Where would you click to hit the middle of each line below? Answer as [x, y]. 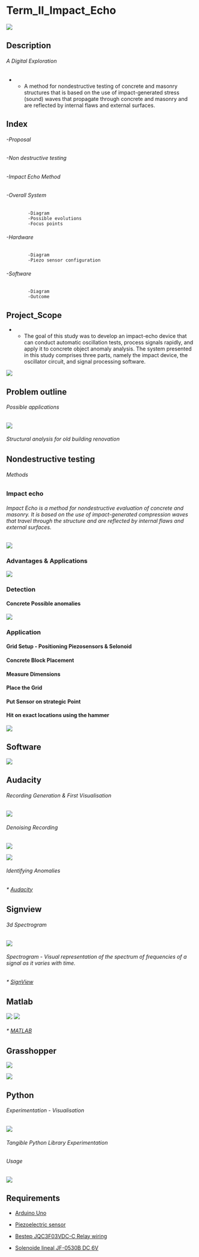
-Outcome [39, 297]
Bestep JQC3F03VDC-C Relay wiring [61, 1236]
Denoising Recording [32, 827]
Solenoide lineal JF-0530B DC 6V [57, 1247]
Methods [17, 474]
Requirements [33, 1198]
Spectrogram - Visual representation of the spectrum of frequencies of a [97, 957]
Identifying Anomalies [33, 871]
